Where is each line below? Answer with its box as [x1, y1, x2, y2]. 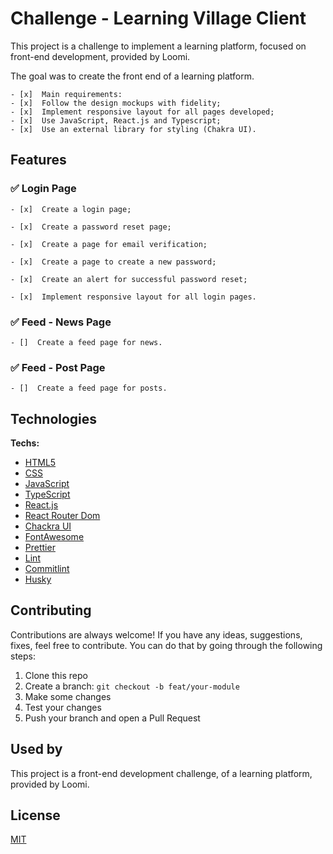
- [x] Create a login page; [10, 204, 132, 214]
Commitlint [24, 563, 70, 575]
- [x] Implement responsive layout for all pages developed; [10, 107, 275, 117]
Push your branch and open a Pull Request [24, 712, 201, 724]
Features [10, 152, 67, 169]
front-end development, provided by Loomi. [10, 50, 191, 62]
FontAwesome [24, 531, 85, 543]
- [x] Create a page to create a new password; [10, 257, 217, 267]
